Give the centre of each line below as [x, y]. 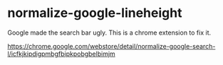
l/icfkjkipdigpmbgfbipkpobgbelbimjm [61, 54]
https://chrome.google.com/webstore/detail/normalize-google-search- [111, 46]
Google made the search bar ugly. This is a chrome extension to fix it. [109, 32]
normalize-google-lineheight [95, 13]
